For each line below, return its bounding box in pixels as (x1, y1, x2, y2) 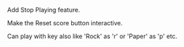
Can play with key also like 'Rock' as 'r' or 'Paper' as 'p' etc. (7, 32, 178, 40)
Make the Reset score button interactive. (7, 19, 123, 27)
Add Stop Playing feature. (7, 6, 81, 14)
